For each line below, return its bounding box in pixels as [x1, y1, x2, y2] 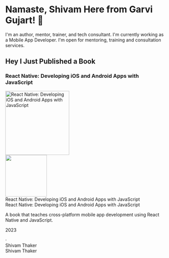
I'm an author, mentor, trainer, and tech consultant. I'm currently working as [5, 31, 164, 37]
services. [5, 42, 25, 48]
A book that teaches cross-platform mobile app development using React [5, 211, 159, 218]
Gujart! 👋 [5, 14, 43, 26]
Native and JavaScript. [5, 217, 53, 223]
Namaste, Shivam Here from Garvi [5, 4, 153, 15]
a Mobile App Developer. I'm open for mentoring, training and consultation [5, 37, 161, 43]
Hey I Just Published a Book [5, 57, 95, 66]
